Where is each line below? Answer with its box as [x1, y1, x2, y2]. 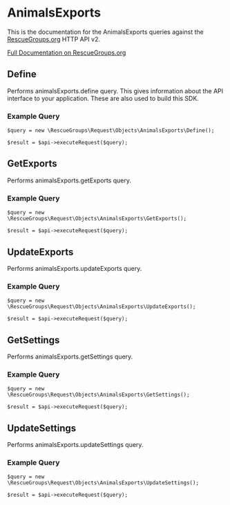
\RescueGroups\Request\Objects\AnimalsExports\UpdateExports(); [7, 303, 196, 310]
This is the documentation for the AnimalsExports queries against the [7, 28, 204, 36]
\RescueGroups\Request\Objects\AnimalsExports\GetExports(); [7, 216, 187, 222]
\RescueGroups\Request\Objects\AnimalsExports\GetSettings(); [7, 392, 190, 399]
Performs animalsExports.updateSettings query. [7, 441, 144, 449]
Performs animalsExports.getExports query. [7, 176, 131, 184]
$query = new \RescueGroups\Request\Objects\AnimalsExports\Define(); [7, 127, 215, 134]
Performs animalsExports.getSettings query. [7, 352, 133, 361]
